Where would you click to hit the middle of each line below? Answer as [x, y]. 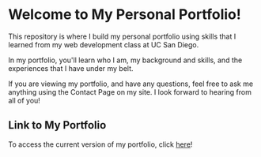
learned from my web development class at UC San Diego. [104, 44]
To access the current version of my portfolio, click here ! [100, 144]
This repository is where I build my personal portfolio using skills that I [122, 36]
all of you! [25, 100]
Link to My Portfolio [57, 125]
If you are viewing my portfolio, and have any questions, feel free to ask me [131, 84]
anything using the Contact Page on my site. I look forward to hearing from [130, 92]
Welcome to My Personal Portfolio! [125, 15]
